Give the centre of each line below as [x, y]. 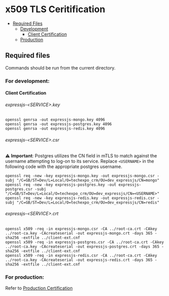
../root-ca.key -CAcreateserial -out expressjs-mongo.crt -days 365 [79, 233]
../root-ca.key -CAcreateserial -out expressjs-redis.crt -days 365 [79, 260]
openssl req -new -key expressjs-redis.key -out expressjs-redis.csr [80, 198]
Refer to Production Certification [39, 288]
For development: [27, 81]
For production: [25, 277]
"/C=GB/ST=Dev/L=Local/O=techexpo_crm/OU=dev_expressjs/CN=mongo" [88, 180]
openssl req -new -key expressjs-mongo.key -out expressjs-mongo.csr [80, 176]
